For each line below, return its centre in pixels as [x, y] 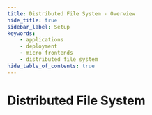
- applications [42, 40]
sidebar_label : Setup [39, 27]
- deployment [39, 46]
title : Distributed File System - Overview [71, 14]
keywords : [22, 33]
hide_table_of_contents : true [51, 66]
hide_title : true [32, 20]
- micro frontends [46, 53]
